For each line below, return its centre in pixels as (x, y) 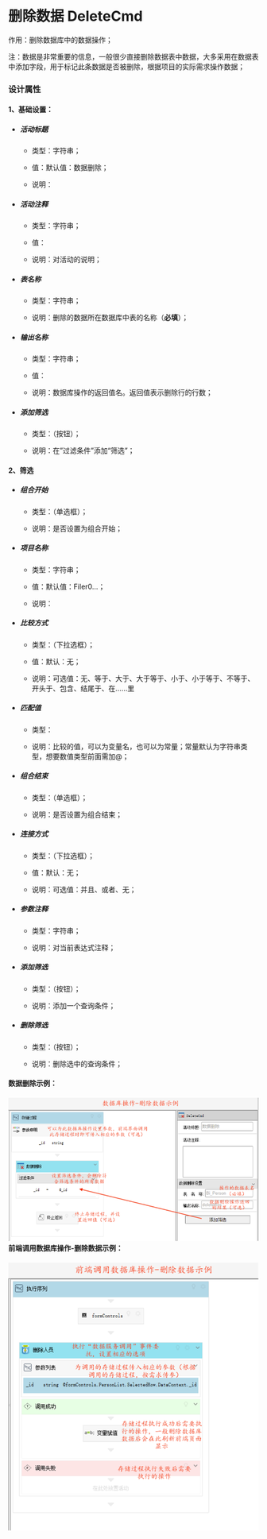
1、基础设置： (31, 110)
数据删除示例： (33, 1083)
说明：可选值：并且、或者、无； (84, 889)
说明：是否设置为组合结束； (77, 814)
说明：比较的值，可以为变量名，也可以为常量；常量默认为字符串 (136, 746)
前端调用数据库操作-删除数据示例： (66, 1248)
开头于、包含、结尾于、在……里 (83, 688)
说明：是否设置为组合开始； (77, 528)
